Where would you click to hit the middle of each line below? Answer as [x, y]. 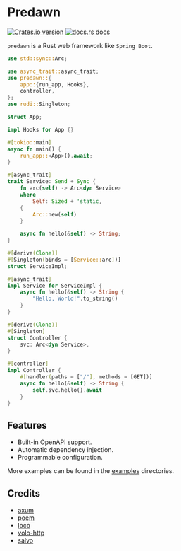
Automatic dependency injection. [65, 450]
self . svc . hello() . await [67, 390]
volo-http [31, 533]
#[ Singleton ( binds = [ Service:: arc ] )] [64, 260]
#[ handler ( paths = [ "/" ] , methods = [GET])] [86, 377]
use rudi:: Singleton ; [39, 104]
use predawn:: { [30, 78]
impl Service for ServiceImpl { [55, 286]
